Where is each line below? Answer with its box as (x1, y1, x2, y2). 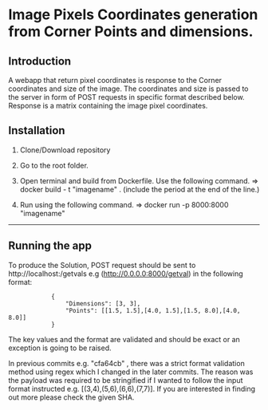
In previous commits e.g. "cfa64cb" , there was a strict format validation (8, 358, 245, 368)
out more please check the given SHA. (8, 392, 135, 402)
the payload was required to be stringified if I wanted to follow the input (8, 375, 243, 384)
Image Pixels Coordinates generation (8, 6, 258, 24)
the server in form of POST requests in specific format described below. (8, 93, 245, 101)
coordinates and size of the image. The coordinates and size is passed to (8, 84, 249, 93)
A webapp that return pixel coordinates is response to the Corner (8, 76, 222, 85)
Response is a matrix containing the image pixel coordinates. (8, 101, 208, 110)
